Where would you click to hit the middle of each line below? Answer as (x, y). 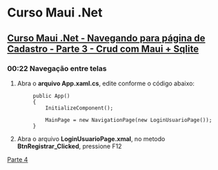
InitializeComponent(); (79, 108)
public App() (51, 96)
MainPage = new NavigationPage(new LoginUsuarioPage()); (129, 120)
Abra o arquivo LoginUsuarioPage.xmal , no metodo (91, 138)
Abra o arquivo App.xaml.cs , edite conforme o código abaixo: (106, 83)
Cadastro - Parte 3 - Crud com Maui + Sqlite (103, 49)
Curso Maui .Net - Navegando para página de (106, 38)
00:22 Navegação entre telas (57, 68)
